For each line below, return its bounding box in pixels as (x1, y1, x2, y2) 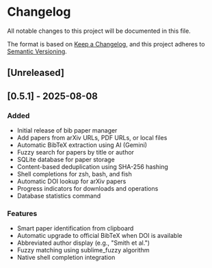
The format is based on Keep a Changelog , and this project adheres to (7, 40, 205, 48)
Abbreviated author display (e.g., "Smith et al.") (16, 239, 150, 247)
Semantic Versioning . (7, 47, 67, 55)
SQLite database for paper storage (16, 155, 115, 164)
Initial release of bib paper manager (16, 126, 118, 135)
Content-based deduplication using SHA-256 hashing (16, 163, 169, 171)
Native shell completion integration (16, 254, 116, 262)
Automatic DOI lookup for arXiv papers (16, 177, 127, 185)
